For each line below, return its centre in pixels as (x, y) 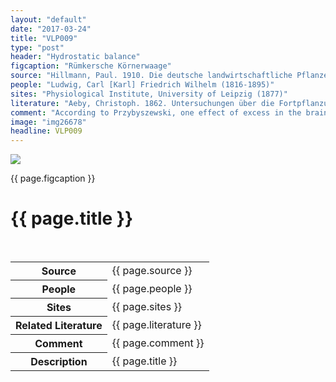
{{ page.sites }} (146, 307)
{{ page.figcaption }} (53, 178)
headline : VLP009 (46, 131)
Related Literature (59, 326)
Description (59, 362)
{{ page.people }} (152, 289)
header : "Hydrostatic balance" (75, 57)
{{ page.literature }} (156, 325)
